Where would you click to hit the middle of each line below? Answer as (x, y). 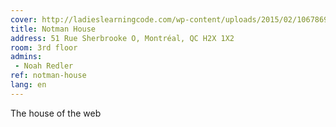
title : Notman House (53, 29)
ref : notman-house (48, 76)
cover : (24, 19)
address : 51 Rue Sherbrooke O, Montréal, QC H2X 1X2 (122, 38)
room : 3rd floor (44, 47)
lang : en (28, 85)
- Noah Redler (44, 66)
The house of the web (56, 113)
